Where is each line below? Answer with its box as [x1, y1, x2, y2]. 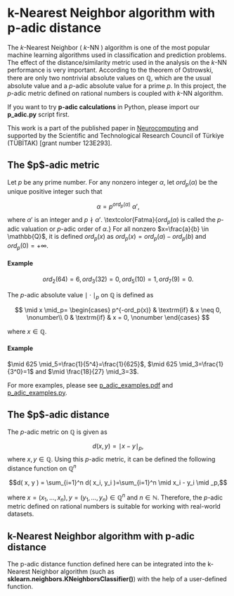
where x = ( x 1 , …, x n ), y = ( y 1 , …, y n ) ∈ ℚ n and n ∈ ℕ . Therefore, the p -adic [7, 492, 223, 503]
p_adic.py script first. [7, 110, 70, 118]
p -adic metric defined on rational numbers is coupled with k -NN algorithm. [7, 89, 223, 97]
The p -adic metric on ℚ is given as [7, 428, 108, 436]
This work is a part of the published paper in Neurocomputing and [7, 123, 199, 132]
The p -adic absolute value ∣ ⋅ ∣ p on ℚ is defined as [7, 290, 154, 301]
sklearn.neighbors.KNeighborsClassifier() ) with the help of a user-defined [7, 575, 227, 583]
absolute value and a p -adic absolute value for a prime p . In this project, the [7, 81, 227, 89]
